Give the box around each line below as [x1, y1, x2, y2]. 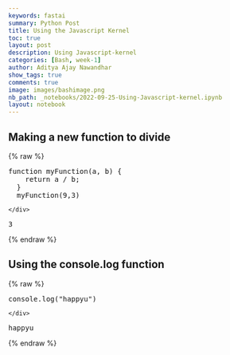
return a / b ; [25, 175, 80, 183]
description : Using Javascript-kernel [8, 49, 137, 57]
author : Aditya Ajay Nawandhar [8, 64, 112, 72]
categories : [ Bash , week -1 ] [8, 57, 102, 65]
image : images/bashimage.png [8, 85, 105, 94]
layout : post [8, 41, 52, 49]
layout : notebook [8, 101, 66, 108]
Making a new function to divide [8, 130, 171, 144]
